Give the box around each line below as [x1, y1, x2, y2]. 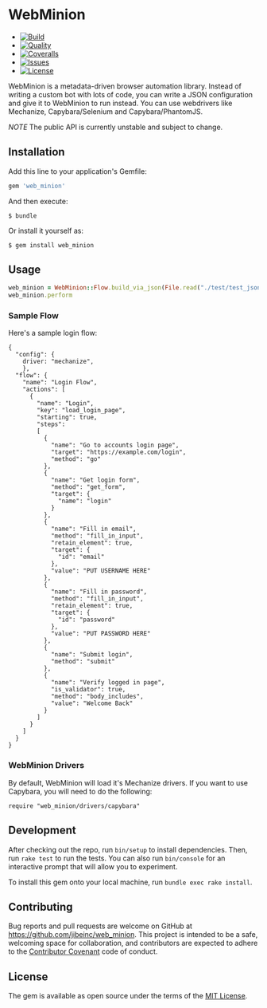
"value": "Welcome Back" [50, 699, 133, 707]
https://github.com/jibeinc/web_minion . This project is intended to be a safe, [8, 930, 258, 939]
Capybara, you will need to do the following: [8, 786, 153, 796]
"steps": [37, 420, 66, 428]
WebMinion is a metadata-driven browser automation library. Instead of [8, 81, 242, 91]
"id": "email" [58, 553, 105, 561]
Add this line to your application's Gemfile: [8, 166, 147, 176]
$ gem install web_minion [8, 241, 94, 249]
